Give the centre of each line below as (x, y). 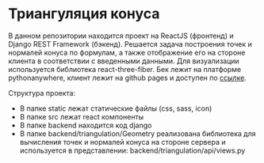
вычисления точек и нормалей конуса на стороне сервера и (122, 142)
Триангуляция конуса (84, 14)
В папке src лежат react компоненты (82, 116)
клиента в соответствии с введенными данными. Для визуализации (124, 61)
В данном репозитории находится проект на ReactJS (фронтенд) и (121, 36)
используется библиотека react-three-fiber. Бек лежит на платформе (125, 69)
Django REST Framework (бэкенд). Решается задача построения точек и (130, 44)
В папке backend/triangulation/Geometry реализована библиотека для (138, 133)
